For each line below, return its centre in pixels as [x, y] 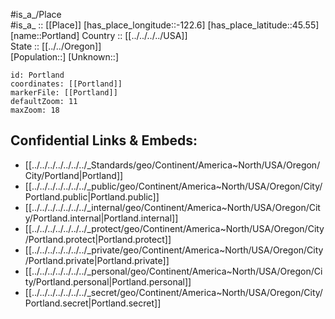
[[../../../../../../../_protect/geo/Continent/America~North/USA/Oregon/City [174, 228]
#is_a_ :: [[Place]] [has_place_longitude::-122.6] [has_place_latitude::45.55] [165, 25]
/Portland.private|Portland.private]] [97, 260]
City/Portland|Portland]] [74, 175]
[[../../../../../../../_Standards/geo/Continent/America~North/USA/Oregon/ [172, 165]
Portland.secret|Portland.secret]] [93, 303]
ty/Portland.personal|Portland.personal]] [108, 281]
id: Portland [37, 75]
